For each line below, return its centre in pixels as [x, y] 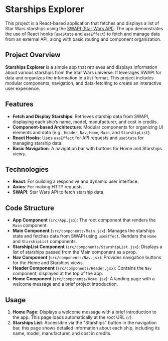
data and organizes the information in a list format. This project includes [79, 78]
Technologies [27, 169]
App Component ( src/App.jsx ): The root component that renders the [84, 220]
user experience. [23, 88]
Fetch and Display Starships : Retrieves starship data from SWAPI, [81, 116]
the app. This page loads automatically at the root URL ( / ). [72, 317]
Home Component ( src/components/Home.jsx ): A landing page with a [83, 279]
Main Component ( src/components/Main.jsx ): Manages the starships [84, 231]
